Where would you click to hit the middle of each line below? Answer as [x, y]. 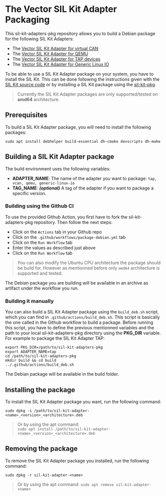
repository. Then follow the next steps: [73, 222]
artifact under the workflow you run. [42, 288]
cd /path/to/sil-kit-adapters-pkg [41, 356]
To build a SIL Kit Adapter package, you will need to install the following [78, 127]
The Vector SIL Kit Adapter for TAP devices [56, 59]
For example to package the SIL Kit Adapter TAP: [55, 338]
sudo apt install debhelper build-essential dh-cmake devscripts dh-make [83, 141]
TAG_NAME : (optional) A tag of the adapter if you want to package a [83, 188]
